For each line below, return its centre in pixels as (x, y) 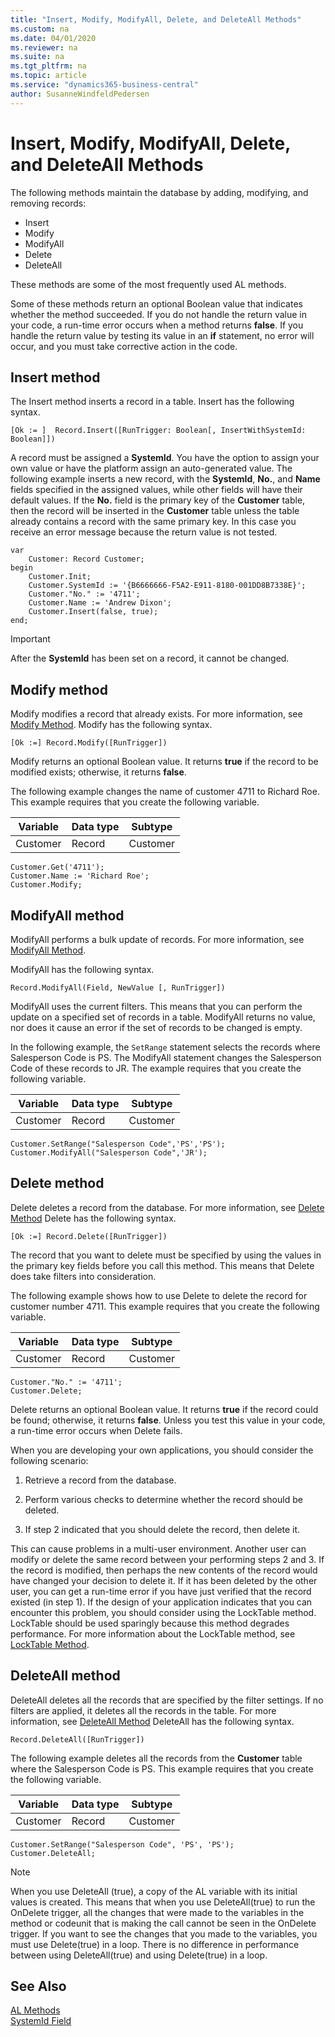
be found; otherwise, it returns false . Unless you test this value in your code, (168, 1420)
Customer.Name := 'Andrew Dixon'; (100, 603)
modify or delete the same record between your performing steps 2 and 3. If (167, 1559)
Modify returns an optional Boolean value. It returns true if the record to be (164, 762)
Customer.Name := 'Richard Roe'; (80, 876)
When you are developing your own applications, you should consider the (162, 1450)
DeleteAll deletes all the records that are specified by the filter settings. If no (167, 1700)
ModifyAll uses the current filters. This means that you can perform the (156, 1006)
